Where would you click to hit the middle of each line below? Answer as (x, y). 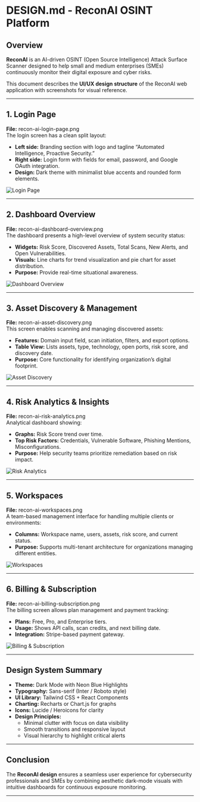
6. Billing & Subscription (51, 589)
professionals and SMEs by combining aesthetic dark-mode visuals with (94, 780)
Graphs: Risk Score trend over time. (59, 434)
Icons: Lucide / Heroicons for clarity (59, 710)
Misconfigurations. (38, 447)
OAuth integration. (37, 166)
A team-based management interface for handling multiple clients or (90, 516)
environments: (24, 523)
